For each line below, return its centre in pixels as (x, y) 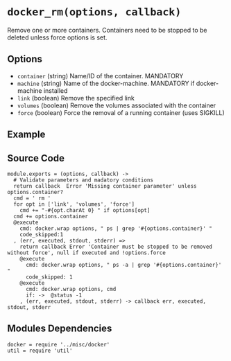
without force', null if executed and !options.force (87, 253)
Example (26, 135)
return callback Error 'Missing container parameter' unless (105, 186)
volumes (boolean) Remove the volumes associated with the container (117, 105)
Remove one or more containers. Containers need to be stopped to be (107, 30)
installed (55, 90)
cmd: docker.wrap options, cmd (71, 289)
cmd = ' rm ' (32, 198)
